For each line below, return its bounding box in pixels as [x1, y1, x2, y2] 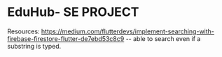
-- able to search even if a [125, 34, 201, 42]
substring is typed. [7, 42, 62, 50]
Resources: [7, 27, 40, 35]
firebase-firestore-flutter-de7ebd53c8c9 [7, 34, 125, 42]
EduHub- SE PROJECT [7, 4, 139, 20]
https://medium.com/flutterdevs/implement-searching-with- [41, 27, 215, 35]
